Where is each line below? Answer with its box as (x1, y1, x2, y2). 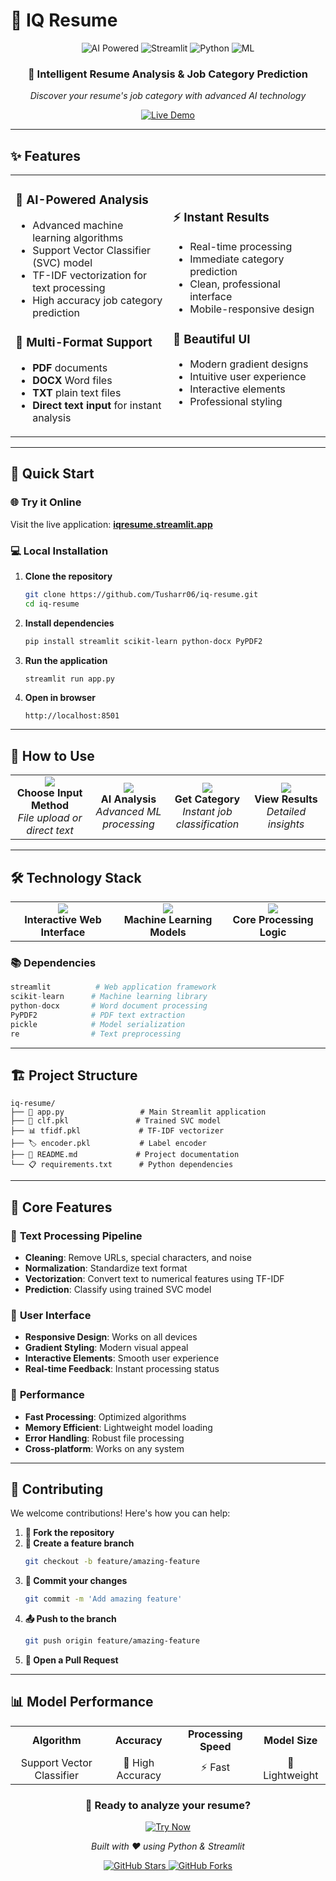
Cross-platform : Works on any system (24, 1442, 185, 1454)
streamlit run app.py (24, 674, 115, 684)
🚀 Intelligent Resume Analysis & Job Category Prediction (27, 67, 308, 81)
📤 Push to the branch (24, 1613, 117, 1625)
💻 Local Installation (10, 544, 109, 558)
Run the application (24, 654, 108, 666)
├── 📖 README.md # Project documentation (10, 1150, 240, 1160)
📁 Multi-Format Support (15, 335, 153, 351)
